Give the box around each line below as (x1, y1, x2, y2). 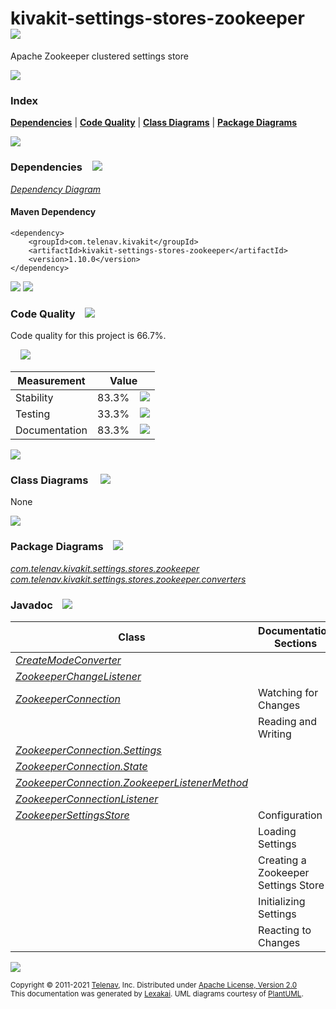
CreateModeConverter (15, 653, 122, 667)
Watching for (258, 685, 319, 699)
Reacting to (258, 923, 312, 937)
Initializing (258, 894, 306, 908)
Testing (15, 407, 51, 421)
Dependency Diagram (10, 183, 102, 195)
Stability (15, 391, 54, 405)
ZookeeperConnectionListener (15, 792, 159, 806)
